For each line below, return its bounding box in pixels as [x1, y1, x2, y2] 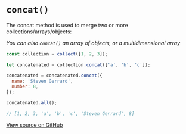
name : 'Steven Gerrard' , [11, 78, 73, 84]
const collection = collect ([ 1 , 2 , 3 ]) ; [6, 51, 108, 57]
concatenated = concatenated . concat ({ [6, 73, 103, 79]
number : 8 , [11, 83, 39, 90]
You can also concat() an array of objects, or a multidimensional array [6, 39, 181, 46]
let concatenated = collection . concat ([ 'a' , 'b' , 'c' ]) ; [6, 61, 151, 68]
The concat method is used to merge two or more [6, 21, 128, 29]
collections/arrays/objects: [6, 28, 72, 35]
